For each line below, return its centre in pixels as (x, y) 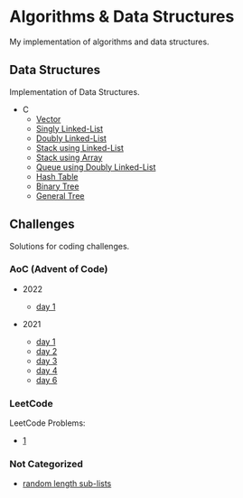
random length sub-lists (67, 484)
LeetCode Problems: (47, 423)
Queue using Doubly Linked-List (96, 167)
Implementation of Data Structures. (75, 91)
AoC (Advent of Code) (59, 269)
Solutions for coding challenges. (70, 246)
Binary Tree (57, 186)
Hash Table (57, 176)
